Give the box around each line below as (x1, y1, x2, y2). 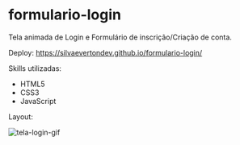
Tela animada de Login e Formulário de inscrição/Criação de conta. (8, 32, 233, 42)
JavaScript (19, 96, 57, 106)
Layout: (8, 111, 34, 122)
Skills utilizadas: (8, 63, 62, 73)
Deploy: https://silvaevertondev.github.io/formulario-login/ (8, 48, 203, 57)
